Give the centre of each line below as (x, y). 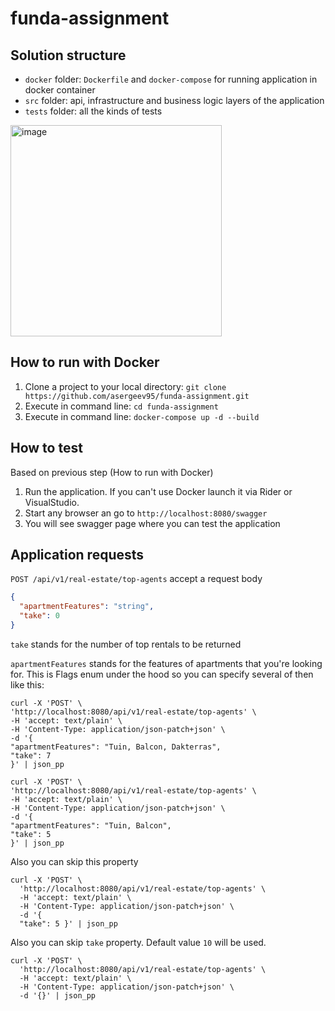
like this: (27, 684)
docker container (60, 90)
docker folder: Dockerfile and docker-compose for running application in (171, 79)
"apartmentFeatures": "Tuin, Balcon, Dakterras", (116, 747)
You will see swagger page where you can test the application (152, 523)
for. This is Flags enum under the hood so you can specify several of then (162, 674)
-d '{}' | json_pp (58, 995)
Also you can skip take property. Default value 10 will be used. (138, 942)
